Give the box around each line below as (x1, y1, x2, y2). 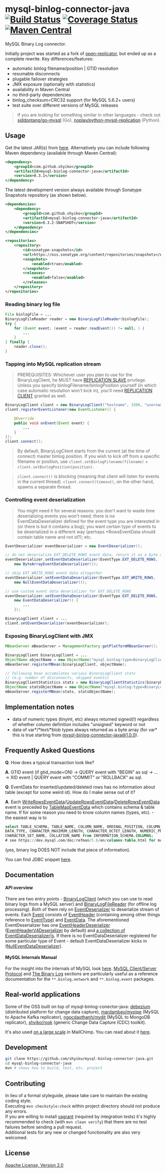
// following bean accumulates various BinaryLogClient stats (5, 670, 136, 676)
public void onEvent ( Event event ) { (14, 420, 90, 426)
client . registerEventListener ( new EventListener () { (5, 407, 116, 412)
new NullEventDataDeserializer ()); (14, 580, 87, 585)
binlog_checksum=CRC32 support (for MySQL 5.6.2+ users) (12, 97, 135, 103)
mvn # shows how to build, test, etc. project (5, 1065, 103, 1071)
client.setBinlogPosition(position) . (17, 464, 94, 470)
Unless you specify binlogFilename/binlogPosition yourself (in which (17, 383, 157, 389)
